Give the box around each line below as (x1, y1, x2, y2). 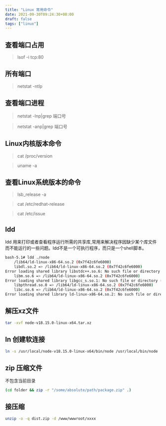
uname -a (17, 162, 37, 169)
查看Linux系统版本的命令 (5, 178, 81, 186)
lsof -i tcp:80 (17, 54, 44, 60)
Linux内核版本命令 (5, 139, 62, 148)
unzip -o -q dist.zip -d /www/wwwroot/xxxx (5, 416, 96, 421)
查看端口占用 (5, 41, 44, 49)
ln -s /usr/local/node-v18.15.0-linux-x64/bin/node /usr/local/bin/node (5, 349, 158, 354)
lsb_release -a (17, 191, 46, 197)
